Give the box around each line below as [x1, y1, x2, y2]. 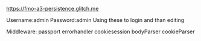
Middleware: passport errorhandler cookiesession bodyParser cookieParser [6, 28, 195, 35]
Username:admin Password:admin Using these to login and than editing [6, 17, 185, 23]
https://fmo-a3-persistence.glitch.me [6, 5, 99, 12]
